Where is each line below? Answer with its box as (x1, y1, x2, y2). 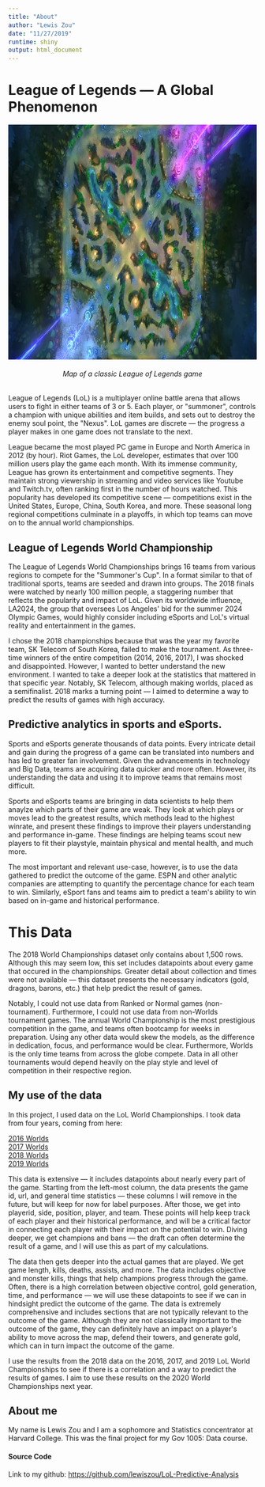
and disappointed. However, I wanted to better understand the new (8, 662, 226, 671)
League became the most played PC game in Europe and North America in (8, 442, 251, 452)
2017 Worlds (8, 1142, 49, 1151)
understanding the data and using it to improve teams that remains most (8, 772, 242, 782)
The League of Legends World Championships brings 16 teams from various (8, 562, 256, 571)
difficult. (8, 780, 35, 791)
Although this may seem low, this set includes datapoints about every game (8, 958, 254, 967)
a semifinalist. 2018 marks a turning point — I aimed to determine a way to (8, 687, 249, 696)
